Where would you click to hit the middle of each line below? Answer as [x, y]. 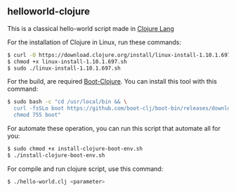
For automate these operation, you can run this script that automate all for [114, 129]
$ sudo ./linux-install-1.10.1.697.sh [64, 68]
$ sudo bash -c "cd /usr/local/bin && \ [67, 102]
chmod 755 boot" [37, 115]
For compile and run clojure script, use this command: [85, 169]
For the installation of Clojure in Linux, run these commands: [94, 42]
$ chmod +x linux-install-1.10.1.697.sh [67, 62]
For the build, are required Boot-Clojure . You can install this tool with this [112, 82]
